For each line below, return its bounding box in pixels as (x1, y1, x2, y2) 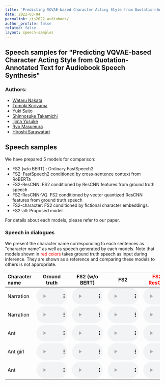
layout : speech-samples (5, 30, 54, 35)
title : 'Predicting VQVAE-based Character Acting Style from (5, 7, 133, 12)
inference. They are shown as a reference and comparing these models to (5, 256, 155, 262)
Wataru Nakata (12, 97, 43, 103)
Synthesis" (5, 71, 40, 80)
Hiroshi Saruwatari (12, 128, 50, 134)
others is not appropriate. (5, 261, 56, 267)
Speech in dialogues (5, 229, 55, 236)
